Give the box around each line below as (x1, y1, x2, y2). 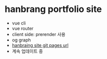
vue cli (11, 20, 26, 26)
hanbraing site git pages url (11, 42, 68, 48)
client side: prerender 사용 (11, 31, 65, 37)
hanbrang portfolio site (4, 3, 102, 15)
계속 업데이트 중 (11, 48, 43, 54)
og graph (11, 36, 31, 43)
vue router (11, 25, 33, 31)
